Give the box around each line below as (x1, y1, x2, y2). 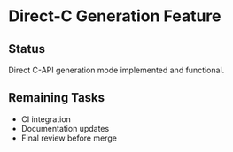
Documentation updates (20, 123, 110, 133)
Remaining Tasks (8, 90, 105, 105)
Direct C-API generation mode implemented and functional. (8, 65, 225, 75)
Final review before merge (20, 133, 117, 143)
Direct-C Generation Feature (8, 6, 221, 27)
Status (8, 42, 46, 57)
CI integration (20, 113, 72, 125)
